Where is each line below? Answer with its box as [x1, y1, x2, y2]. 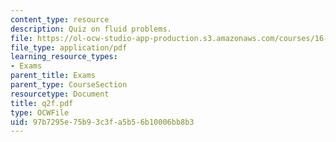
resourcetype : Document [10, 89, 110, 99]
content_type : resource [10, 14, 110, 25]
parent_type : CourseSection [10, 80, 128, 90]
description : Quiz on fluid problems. [10, 24, 172, 34]
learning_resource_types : [10, 52, 118, 62]
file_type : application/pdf [10, 42, 128, 53]
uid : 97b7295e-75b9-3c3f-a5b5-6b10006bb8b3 [10, 117, 195, 127]
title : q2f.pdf [10, 98, 74, 108]
